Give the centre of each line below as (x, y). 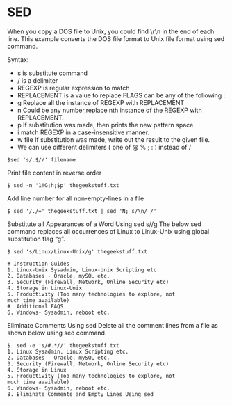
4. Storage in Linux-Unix (44, 288)
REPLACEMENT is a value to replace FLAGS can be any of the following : (121, 95)
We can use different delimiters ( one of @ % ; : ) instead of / (104, 147)
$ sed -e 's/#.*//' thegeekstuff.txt (63, 345)
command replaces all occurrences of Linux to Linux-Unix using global (108, 231)
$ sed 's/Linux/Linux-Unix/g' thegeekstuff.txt (77, 251)
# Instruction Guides (39, 264)
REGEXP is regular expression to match (73, 88)
